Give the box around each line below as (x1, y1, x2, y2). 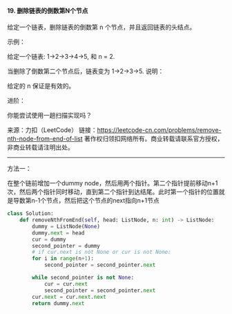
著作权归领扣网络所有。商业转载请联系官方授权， (84, 135, 224, 143)
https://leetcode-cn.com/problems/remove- (97, 126, 222, 134)
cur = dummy (32, 236, 67, 243)
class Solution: (7, 210, 54, 217)
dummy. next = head (32, 229, 85, 237)
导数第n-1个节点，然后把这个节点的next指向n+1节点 (12, 196, 160, 205)
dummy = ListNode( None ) (32, 223, 100, 230)
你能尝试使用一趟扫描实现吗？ (7, 111, 92, 120)
